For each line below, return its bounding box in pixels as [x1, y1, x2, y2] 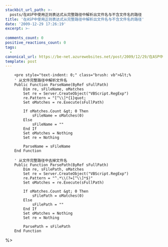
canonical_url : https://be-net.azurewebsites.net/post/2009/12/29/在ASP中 [5, 54, 163, 59]
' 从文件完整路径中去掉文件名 [14, 158, 68, 163]
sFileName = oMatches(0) [32, 113, 84, 118]
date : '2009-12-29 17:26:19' [5, 21, 66, 27]
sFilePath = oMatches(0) [32, 193, 84, 199]
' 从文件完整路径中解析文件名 [14, 78, 68, 83]
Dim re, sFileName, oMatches [23, 87, 84, 92]
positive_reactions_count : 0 [5, 40, 66, 45]
